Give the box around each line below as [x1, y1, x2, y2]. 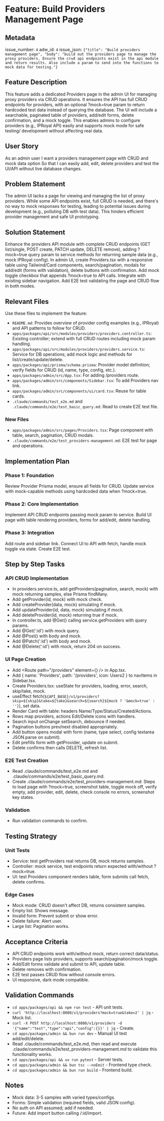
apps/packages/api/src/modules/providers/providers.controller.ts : [12, 330, 152, 336]
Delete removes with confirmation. [12, 966, 82, 972]
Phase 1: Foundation [5, 472, 54, 479]
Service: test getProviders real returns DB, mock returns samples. [12, 858, 145, 864]
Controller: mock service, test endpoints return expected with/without [12, 863, 153, 869]
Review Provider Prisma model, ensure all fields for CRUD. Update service [5, 483, 154, 489]
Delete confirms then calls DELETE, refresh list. [12, 745, 108, 751]
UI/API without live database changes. [5, 165, 82, 171]
